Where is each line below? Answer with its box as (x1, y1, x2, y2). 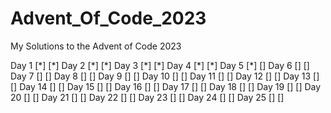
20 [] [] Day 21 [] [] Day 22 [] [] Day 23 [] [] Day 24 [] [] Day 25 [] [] (10, 91, 285, 103)
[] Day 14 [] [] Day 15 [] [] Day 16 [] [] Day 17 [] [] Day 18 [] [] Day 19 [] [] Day (10, 80, 322, 92)
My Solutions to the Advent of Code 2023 (10, 40, 182, 52)
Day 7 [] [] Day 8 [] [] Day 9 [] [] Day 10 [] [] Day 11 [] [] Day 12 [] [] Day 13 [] (10, 70, 320, 82)
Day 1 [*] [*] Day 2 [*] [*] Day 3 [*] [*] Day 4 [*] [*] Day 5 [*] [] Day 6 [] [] (10, 59, 310, 71)
